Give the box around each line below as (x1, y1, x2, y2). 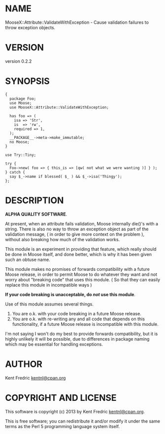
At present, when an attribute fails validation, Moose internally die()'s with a (5, 220, 159, 226)
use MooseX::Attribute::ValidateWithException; (9, 105, 109, 110)
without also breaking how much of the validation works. (5, 236, 120, 242)
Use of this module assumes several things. (5, 301, 94, 307)
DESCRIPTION (5, 195, 64, 206)
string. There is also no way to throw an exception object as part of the (5, 226, 149, 232)
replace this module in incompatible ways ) (5, 282, 92, 288)
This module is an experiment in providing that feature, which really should (5, 246, 157, 252)
